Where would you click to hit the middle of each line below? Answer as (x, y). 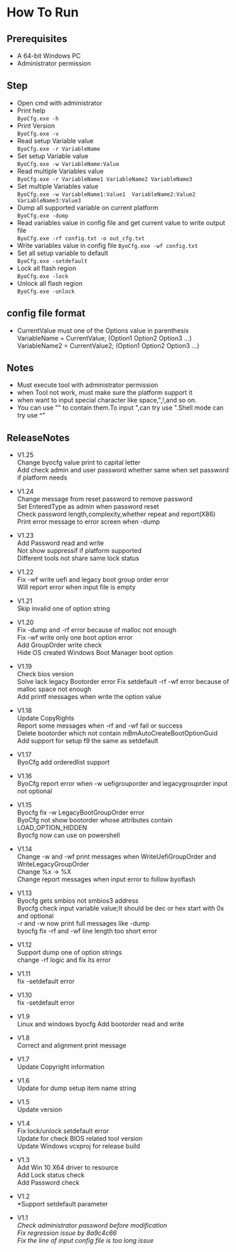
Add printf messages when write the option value (89, 697)
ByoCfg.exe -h (38, 118)
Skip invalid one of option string (64, 609)
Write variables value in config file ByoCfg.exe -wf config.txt (107, 245)
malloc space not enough (54, 689)
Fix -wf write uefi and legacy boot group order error (93, 580)
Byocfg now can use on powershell (68, 835)
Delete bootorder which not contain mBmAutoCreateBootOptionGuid (117, 733)
